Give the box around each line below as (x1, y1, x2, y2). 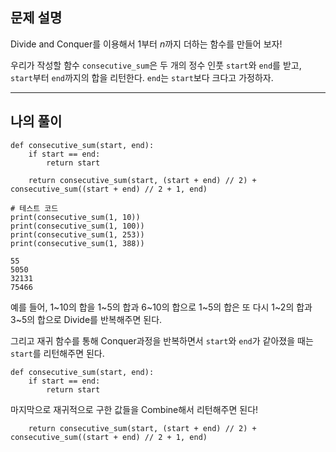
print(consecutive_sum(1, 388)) (10, 238, 145, 248)
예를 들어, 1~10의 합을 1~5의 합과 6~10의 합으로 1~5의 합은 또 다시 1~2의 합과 (10, 301, 313, 313)
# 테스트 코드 (10, 203, 59, 213)
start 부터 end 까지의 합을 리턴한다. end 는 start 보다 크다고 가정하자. (10, 71, 274, 83)
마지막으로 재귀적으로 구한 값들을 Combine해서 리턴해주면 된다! (10, 403, 259, 415)
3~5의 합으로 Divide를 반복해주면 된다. (10, 313, 163, 325)
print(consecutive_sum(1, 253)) (10, 229, 145, 240)
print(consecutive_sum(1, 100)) (10, 221, 145, 231)
